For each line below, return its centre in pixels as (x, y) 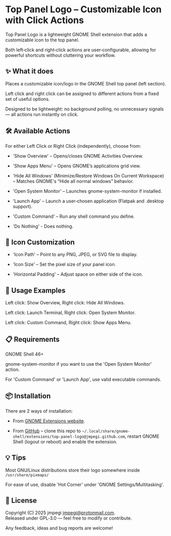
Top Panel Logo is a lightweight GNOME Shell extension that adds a (76, 34)
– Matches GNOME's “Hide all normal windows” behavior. (73, 181)
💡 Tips (16, 458)
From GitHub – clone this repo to (47, 431)
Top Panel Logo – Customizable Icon (83, 9)
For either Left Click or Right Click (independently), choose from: (73, 146)
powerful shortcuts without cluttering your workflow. (60, 55)
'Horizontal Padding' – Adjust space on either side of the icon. (78, 274)
